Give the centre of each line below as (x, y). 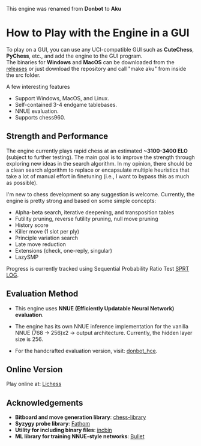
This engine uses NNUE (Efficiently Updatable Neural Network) (94, 308)
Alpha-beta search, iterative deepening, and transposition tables (94, 212)
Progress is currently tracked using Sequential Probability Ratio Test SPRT (98, 268)
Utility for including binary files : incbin (63, 430)
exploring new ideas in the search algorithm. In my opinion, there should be (99, 163)
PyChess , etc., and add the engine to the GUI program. (74, 56)
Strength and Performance (57, 137)
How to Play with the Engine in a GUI (98, 33)
